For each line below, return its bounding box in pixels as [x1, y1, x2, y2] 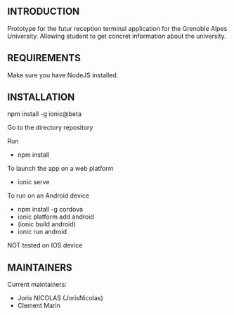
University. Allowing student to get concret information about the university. [7, 32, 226, 40]
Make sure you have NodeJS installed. [7, 70, 119, 79]
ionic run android [17, 228, 67, 236]
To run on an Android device [7, 191, 90, 200]
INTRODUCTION [7, 6, 80, 18]
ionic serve [17, 178, 50, 186]
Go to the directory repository [7, 123, 93, 132]
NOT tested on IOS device [7, 241, 83, 250]
